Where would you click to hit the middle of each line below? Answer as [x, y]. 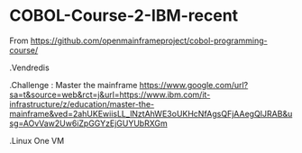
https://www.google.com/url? [194, 85]
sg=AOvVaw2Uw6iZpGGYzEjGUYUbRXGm [89, 123]
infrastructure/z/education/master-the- [82, 103]
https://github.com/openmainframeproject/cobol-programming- [149, 40]
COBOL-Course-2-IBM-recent [124, 16]
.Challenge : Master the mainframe [73, 85]
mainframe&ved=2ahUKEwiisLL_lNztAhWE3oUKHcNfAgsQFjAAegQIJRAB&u [151, 113]
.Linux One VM [37, 140]
